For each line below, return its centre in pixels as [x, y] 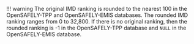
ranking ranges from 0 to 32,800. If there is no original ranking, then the [97, 21]
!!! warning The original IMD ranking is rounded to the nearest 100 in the [97, 9]
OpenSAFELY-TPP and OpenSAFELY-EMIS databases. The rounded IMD [97, 15]
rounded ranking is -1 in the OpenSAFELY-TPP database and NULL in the [96, 28]
